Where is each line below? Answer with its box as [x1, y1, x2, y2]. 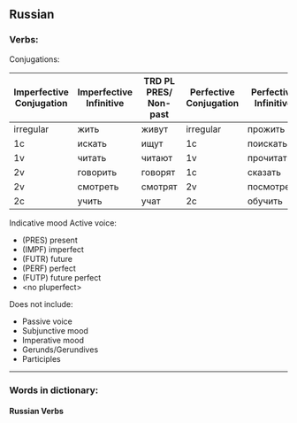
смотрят [141, 181, 178, 193]
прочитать [247, 151, 293, 164]
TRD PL [143, 74, 175, 87]
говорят [141, 165, 176, 178]
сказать [247, 165, 281, 178]
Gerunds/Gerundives [21, 344, 99, 355]
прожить [247, 123, 286, 135]
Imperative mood [21, 335, 84, 345]
